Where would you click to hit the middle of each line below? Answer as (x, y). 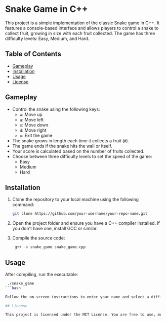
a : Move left (32, 120)
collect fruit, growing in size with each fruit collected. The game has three (80, 33)
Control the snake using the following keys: (56, 109)
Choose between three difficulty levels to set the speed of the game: (82, 156)
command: (23, 205)
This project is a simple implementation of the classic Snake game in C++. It (82, 23)
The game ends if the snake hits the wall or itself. (62, 146)
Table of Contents (33, 54)
